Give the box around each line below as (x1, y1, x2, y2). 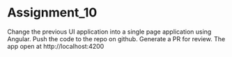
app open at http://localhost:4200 (7, 42, 105, 50)
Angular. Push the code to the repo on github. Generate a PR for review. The (7, 34, 226, 43)
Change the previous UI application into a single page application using (7, 27, 212, 36)
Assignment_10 (7, 5, 98, 21)
